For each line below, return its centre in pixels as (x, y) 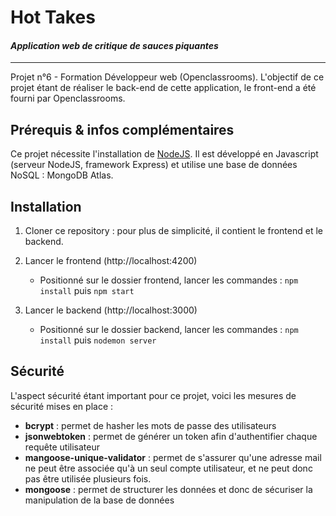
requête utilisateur (62, 447)
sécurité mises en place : (62, 406)
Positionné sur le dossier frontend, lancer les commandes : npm (169, 280)
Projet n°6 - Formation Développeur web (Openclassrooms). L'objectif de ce (167, 77)
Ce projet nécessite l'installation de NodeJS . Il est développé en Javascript (164, 154)
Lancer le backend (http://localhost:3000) (111, 310)
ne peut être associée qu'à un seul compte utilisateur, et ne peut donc (168, 468)
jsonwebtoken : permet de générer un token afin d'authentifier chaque (171, 436)
